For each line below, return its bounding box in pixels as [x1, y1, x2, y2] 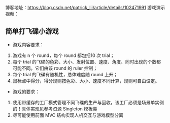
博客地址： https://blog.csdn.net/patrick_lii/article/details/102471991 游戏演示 [5, 5, 165, 10]
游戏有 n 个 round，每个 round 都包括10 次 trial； [12, 52, 115, 58]
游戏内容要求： [12, 41, 44, 47]
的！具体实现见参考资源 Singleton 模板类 [12, 106, 97, 112]
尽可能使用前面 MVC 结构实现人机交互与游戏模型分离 [12, 112, 123, 118]
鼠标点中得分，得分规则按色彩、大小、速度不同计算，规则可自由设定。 [12, 78, 160, 84]
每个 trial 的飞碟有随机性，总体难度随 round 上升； [12, 71, 118, 77]
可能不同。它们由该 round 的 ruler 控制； [12, 65, 98, 71]
